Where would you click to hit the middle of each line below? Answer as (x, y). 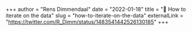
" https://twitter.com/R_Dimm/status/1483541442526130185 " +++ (87, 22)
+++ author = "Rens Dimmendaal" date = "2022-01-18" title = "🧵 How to (96, 9)
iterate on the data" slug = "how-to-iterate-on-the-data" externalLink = (94, 15)
